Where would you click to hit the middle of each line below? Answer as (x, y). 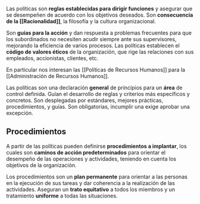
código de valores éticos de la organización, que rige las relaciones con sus (100, 52)
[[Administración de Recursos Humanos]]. (58, 76)
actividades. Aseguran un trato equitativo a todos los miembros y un (91, 189)
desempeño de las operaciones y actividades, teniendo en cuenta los (91, 159)
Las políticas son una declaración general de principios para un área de (94, 88)
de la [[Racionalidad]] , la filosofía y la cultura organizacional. (81, 21)
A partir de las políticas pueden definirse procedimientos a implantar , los (96, 146)
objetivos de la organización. (41, 165)
